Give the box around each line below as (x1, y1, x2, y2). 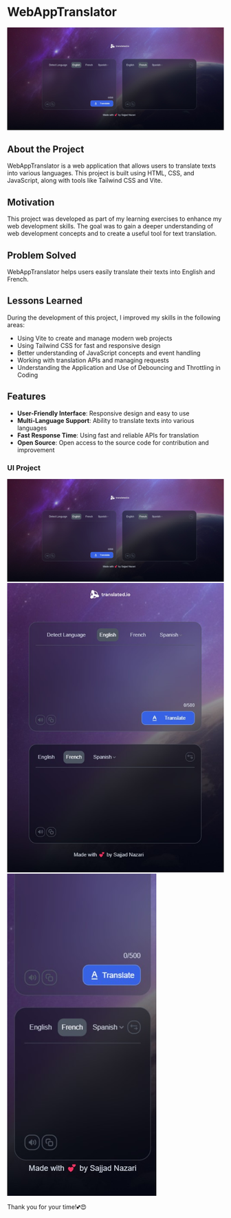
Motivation (7, 196, 55, 208)
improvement (16, 446, 55, 454)
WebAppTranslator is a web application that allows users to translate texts (7, 161, 217, 170)
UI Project (7, 463, 41, 473)
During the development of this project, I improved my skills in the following (7, 313, 221, 322)
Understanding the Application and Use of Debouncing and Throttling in (16, 363, 221, 371)
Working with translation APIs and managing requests (16, 356, 170, 364)
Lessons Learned (7, 295, 82, 307)
